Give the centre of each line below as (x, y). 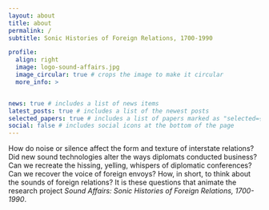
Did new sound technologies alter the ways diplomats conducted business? (133, 157)
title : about (30, 23)
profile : (23, 53)
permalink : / (30, 30)
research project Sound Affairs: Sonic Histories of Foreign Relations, (121, 191)
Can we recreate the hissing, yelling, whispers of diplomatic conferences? (130, 165)
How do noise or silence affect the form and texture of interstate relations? (131, 149)
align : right (37, 60)
